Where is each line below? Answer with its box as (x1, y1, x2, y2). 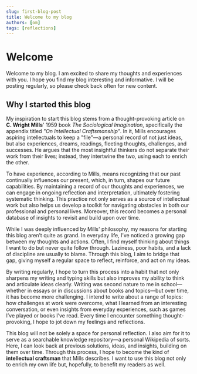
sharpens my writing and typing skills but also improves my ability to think (6, 274, 185, 282)
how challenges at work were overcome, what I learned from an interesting (6, 300, 187, 306)
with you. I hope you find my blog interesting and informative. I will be (6, 76, 174, 83)
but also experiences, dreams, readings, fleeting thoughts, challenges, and (6, 140, 187, 147)
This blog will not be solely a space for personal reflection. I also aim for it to (6, 330, 191, 336)
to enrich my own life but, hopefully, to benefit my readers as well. (6, 361, 166, 368)
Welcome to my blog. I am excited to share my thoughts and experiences (6, 70, 182, 77)
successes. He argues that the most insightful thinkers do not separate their (6, 147, 189, 153)
